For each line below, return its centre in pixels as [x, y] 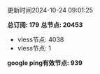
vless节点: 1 [34, 48]
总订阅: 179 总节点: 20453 [45, 25]
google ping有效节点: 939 [45, 63]
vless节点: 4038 [41, 39]
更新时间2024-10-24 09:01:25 [50, 10]
